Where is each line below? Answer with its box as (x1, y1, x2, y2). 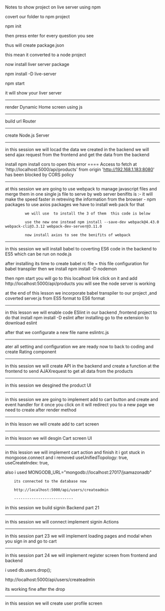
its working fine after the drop (5, 586, 65, 592)
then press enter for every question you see (5, 33, 94, 38)
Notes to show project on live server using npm (5, 4, 101, 10)
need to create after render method (5, 407, 77, 413)
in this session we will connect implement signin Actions (5, 519, 119, 524)
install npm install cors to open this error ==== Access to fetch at (5, 161, 137, 167)
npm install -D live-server (5, 71, 56, 77)
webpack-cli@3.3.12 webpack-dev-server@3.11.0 (5, 224, 102, 229)
